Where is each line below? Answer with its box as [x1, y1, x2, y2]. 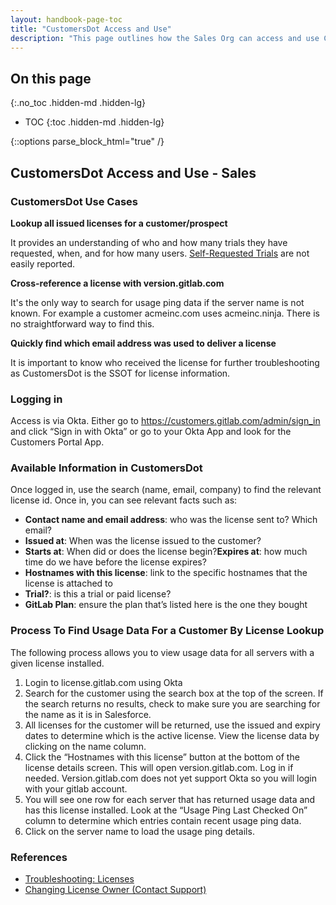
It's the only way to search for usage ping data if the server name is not [10, 296, 305, 308]
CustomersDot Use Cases [10, 194, 138, 208]
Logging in [10, 392, 63, 406]
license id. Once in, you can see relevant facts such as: [10, 494, 238, 506]
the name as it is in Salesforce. [24, 708, 152, 720]
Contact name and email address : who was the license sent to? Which [24, 514, 318, 526]
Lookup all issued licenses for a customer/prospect [10, 217, 228, 229]
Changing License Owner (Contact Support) [24, 884, 207, 896]
